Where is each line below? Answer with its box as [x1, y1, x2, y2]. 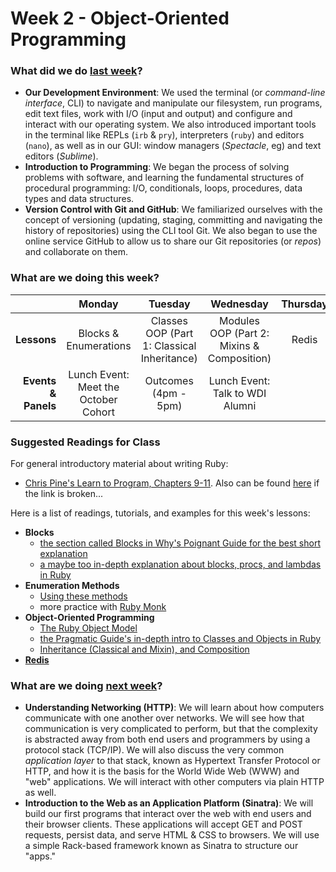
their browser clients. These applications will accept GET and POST [24, 818, 303, 831]
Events [23, 373, 57, 387]
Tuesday [148, 297, 191, 311]
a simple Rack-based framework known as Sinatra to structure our [24, 840, 299, 852]
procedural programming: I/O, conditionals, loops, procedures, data [24, 182, 303, 194]
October [79, 392, 118, 406]
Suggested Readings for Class [10, 435, 161, 449]
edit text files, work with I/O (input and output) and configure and [24, 108, 293, 120]
